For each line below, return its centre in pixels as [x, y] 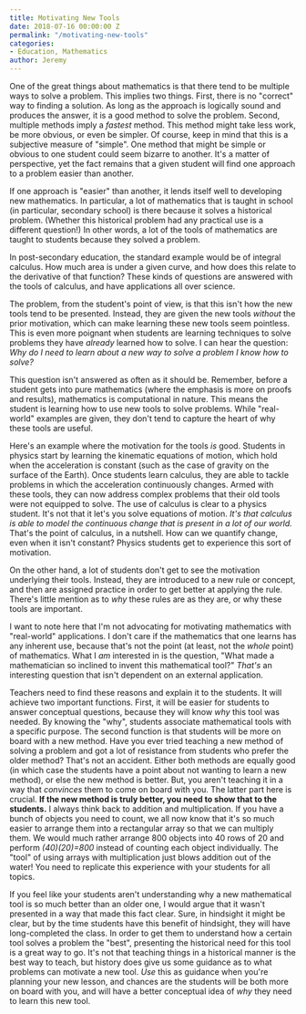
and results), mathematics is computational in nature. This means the [139, 399]
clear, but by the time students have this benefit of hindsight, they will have [150, 923]
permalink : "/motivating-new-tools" [79, 35]
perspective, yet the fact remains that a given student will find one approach [153, 164]
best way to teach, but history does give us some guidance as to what [141, 962]
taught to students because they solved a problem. [105, 239]
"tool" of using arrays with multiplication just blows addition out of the [140, 857]
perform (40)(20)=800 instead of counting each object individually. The [144, 848]
